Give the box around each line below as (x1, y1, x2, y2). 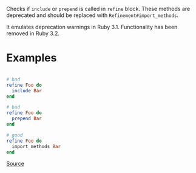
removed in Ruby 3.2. (6, 30, 59, 37)
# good (6, 132, 23, 138)
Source (6, 160, 24, 168)
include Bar (12, 87, 42, 93)
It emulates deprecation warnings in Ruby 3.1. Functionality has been (6, 24, 178, 30)
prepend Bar (12, 115, 42, 122)
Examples (6, 51, 57, 65)
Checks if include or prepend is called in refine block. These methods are (6, 5, 191, 12)
